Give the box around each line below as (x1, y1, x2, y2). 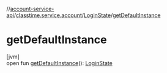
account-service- (10, 5, 54, 12)
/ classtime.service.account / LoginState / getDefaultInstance (13, 12, 161, 19)
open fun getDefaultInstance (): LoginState (6, 59, 113, 66)
